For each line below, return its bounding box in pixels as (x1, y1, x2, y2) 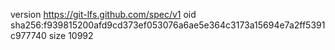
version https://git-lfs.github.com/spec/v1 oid (10, 9, 197, 20)
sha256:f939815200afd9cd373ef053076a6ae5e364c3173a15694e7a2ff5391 (10, 19, 326, 31)
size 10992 (48, 30, 94, 41)
